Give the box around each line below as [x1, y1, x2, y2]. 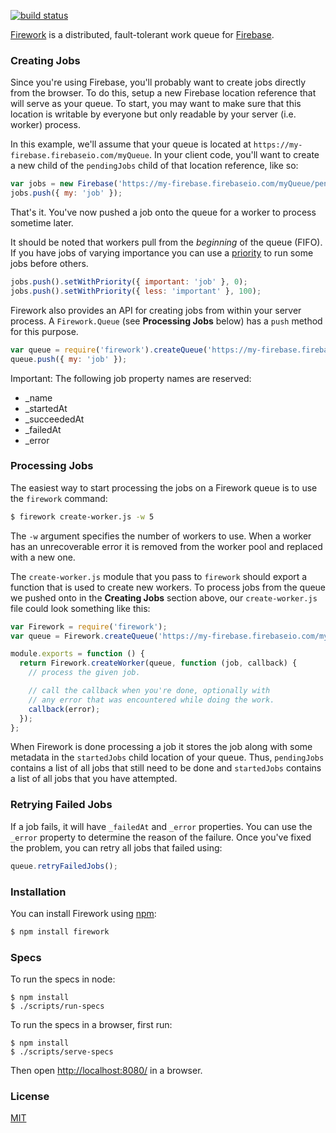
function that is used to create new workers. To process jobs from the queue [10, 581, 327, 593]
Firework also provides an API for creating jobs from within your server [10, 304, 302, 316]
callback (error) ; [28, 704, 101, 714]
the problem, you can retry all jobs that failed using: [10, 841, 223, 854]
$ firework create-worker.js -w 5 [10, 511, 155, 522]
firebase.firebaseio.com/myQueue [10, 151, 150, 161]
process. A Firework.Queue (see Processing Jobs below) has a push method [10, 315, 323, 327]
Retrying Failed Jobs [10, 798, 113, 812]
